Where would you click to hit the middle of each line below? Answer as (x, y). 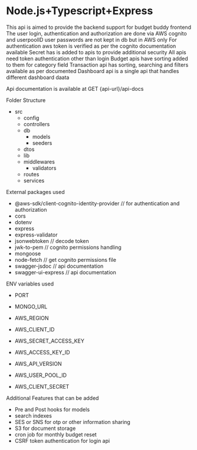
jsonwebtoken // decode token (52, 241)
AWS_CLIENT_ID (35, 329)
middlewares (39, 162)
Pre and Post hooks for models (52, 409)
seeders (42, 143)
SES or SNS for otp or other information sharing (73, 422)
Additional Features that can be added (52, 398)
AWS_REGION (32, 318)
